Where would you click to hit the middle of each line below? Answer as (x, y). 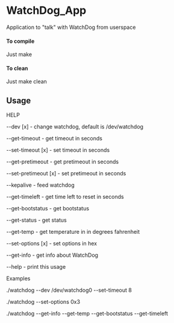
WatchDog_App (46, 11)
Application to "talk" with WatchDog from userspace (71, 27)
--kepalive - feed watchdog (41, 185)
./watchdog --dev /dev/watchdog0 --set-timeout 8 (69, 290)
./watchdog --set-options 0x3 (43, 302)
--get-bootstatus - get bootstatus (48, 209)
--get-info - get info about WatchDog (52, 255)
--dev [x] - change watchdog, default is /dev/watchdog (75, 127)
